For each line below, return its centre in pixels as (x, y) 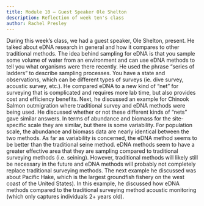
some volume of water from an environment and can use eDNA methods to (101, 60)
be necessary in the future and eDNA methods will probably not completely (101, 164)
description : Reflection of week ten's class (65, 18)
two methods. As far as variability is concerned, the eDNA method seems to (102, 138)
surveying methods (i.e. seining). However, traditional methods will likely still (102, 158)
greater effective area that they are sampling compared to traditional (92, 151)
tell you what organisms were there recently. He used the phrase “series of (100, 67)
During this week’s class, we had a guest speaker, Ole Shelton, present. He (100, 41)
